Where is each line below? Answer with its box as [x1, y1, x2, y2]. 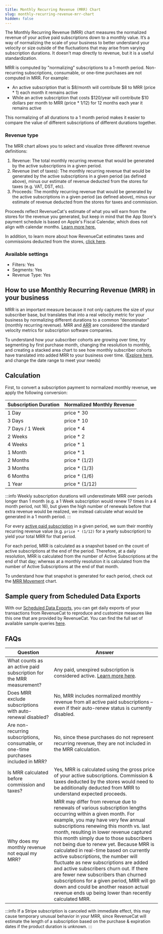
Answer [95, 649, 114, 656]
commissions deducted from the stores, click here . [5, 238, 107, 244]
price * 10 [64, 417, 88, 424]
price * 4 [64, 425, 85, 432]
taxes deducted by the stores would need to [53, 778, 154, 785]
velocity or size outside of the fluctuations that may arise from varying [5, 45, 146, 51]
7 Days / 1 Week [7, 425, 45, 432]
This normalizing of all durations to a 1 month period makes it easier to [5, 115, 146, 121]
